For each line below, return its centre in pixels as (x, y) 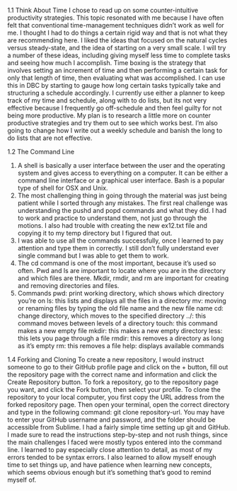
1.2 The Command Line (41, 152)
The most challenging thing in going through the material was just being (122, 195)
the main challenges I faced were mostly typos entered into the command (115, 442)
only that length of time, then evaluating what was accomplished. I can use (116, 78)
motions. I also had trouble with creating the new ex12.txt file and (112, 225)
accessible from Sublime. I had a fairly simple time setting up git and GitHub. (119, 427)
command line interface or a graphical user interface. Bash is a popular (121, 180)
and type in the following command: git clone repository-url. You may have (116, 412)
